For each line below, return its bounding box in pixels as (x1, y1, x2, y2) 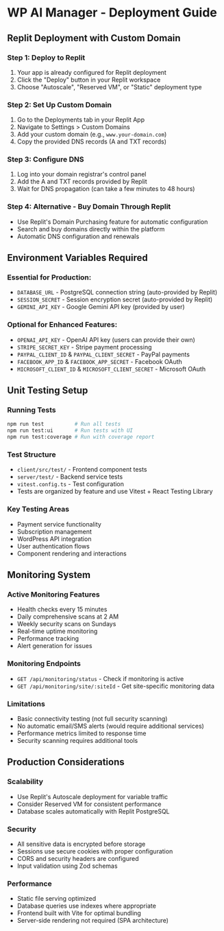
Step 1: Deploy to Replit (7, 53, 86, 62)
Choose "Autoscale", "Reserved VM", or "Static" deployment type (16, 82, 202, 91)
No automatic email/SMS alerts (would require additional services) (16, 722, 204, 730)
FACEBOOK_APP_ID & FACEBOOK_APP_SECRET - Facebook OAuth (16, 357, 183, 365)
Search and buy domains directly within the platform (16, 225, 165, 233)
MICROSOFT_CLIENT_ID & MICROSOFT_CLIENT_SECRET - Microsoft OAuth (16, 365, 206, 373)
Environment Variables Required (7, 252, 149, 264)
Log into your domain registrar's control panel (16, 170, 147, 179)
